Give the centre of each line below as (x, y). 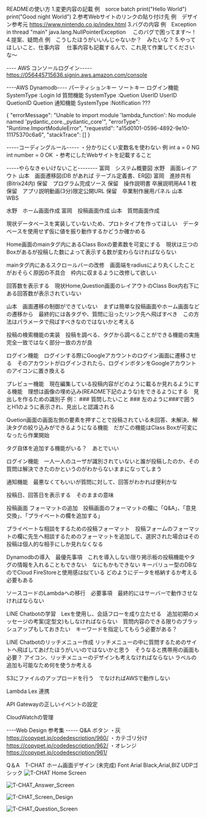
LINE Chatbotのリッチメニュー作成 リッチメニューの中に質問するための (97, 642)
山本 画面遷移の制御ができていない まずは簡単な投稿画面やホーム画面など (103, 306)
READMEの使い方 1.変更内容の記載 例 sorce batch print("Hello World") (97, 9)
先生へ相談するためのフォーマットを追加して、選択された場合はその (113, 536)
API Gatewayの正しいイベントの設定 (52, 704)
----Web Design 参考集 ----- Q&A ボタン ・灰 (63, 730)
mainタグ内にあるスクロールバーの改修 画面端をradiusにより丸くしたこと (101, 265)
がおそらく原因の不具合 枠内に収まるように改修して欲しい (82, 273)
